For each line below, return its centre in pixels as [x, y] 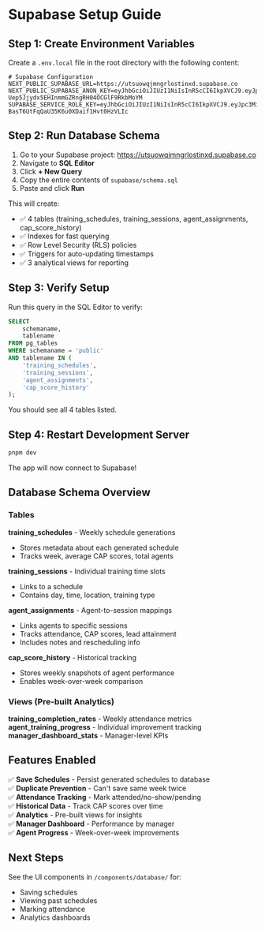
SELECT [19, 321]
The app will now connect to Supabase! [73, 468]
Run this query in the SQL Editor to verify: [76, 307]
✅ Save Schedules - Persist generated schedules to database [109, 779]
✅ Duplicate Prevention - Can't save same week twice [97, 788]
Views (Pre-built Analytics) [62, 701]
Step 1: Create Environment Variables [101, 44]
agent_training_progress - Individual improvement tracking [105, 726]
